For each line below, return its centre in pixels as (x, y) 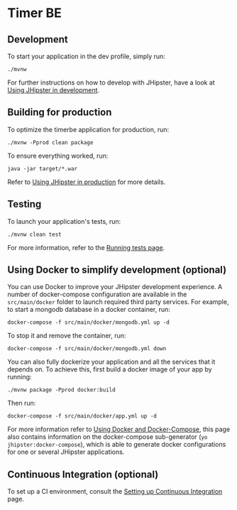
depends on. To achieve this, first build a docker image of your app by (110, 369)
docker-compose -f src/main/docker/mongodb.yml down (87, 349)
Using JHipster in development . (54, 90)
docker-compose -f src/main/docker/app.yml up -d (82, 416)
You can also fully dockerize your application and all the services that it (111, 362)
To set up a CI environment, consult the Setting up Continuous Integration (115, 492)
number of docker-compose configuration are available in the (97, 294)
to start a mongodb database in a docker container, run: (89, 310)
